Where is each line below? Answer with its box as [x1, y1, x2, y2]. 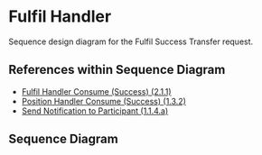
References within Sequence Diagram [8, 62, 226, 77]
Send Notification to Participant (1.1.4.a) [21, 105, 169, 116]
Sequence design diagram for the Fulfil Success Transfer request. [8, 36, 254, 47]
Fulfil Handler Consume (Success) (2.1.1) [21, 86, 173, 96]
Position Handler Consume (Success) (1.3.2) [21, 96, 187, 106]
